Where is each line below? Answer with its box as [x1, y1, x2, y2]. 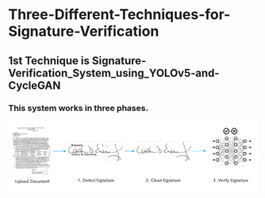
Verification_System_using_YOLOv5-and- [8, 66, 220, 80]
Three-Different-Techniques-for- [8, 6, 231, 24]
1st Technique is [8, 54, 90, 67]
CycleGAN [8, 78, 61, 92]
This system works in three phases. [8, 102, 149, 113]
